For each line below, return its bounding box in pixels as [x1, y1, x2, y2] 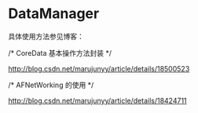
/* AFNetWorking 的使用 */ [8, 80, 94, 89]
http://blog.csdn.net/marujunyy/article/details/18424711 [8, 96, 187, 105]
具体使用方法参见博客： [8, 31, 84, 41]
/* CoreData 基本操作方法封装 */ [8, 48, 112, 57]
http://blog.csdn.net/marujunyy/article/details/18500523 [8, 64, 190, 73]
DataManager [8, 5, 100, 23]
